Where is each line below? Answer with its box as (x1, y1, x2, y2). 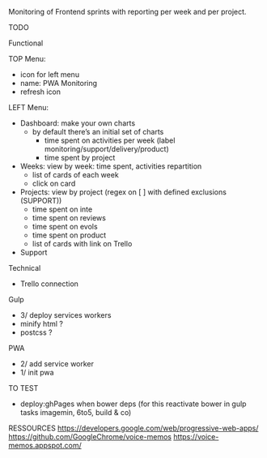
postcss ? (19, 327, 53, 337)
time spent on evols (32, 222, 99, 231)
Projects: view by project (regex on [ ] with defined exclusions (19, 187, 227, 197)
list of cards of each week (32, 170, 119, 179)
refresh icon (19, 87, 61, 96)
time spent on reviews (32, 213, 107, 222)
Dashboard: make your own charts (19, 118, 136, 128)
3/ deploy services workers (19, 310, 112, 319)
